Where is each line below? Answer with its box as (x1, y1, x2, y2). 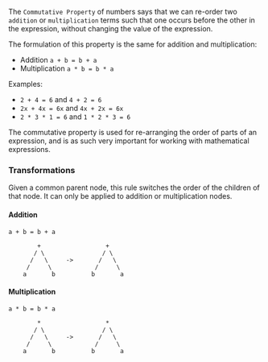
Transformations (8, 164, 76, 175)
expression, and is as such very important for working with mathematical (8, 136, 249, 146)
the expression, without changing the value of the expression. (8, 24, 213, 33)
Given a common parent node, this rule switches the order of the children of (8, 183, 260, 192)
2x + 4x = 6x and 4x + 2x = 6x (19, 104, 124, 113)
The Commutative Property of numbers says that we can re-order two (8, 7, 237, 16)
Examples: (8, 80, 43, 88)
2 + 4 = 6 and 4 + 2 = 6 (19, 95, 102, 104)
